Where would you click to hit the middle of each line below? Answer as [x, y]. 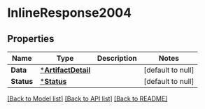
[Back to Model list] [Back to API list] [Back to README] [87, 99]
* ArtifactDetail [65, 70]
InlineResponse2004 [69, 13]
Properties [31, 39]
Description [117, 58]
